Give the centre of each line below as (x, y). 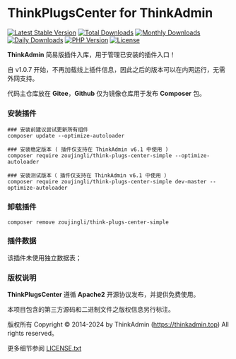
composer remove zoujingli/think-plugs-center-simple (88, 222)
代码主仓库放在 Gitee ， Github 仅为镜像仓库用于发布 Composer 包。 (107, 93)
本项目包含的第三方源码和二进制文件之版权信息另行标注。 (91, 310)
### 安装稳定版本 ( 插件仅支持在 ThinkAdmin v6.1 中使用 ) (88, 150)
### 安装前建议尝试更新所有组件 (48, 130)
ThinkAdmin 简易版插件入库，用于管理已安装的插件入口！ (92, 54)
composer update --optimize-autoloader (66, 136)
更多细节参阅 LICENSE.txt (45, 348)
